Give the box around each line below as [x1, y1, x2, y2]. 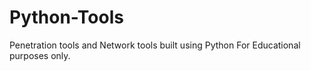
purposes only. [9, 49, 71, 61]
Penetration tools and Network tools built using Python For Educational [9, 39, 301, 51]
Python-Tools [9, 6, 124, 29]
